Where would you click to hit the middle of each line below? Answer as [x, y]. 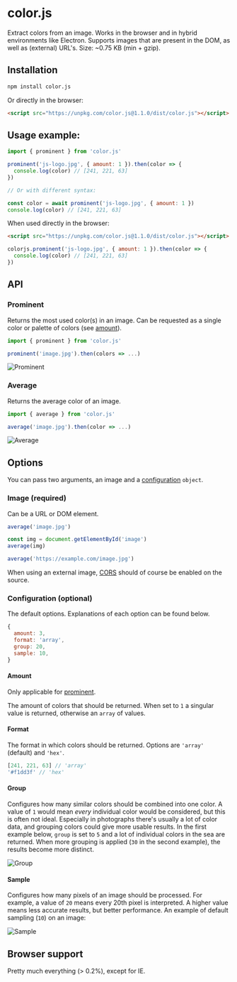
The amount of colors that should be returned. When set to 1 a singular [111, 705]
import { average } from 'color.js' [61, 414]
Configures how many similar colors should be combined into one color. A [115, 804]
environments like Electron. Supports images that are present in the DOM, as [119, 40]
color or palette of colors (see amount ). [65, 327]
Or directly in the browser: [45, 100]
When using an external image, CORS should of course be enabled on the [115, 572]
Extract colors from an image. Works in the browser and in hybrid [103, 33]
